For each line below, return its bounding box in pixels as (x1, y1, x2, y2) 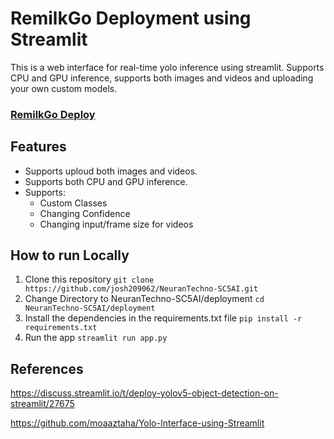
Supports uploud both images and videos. (24, 165, 198, 177)
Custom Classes (39, 197, 108, 209)
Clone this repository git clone (24, 273, 155, 286)
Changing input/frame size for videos (39, 218, 194, 230)
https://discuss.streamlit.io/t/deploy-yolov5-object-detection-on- (10, 387, 279, 399)
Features (10, 138, 67, 156)
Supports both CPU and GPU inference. (24, 175, 188, 187)
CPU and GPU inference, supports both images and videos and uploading (10, 72, 314, 84)
